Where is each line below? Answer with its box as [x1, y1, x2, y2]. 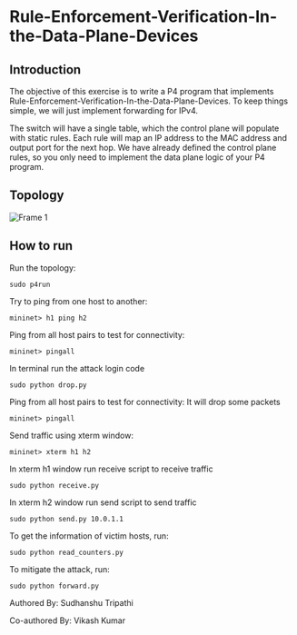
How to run [9, 238, 74, 253]
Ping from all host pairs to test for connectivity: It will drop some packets [9, 396, 281, 407]
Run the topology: [9, 262, 76, 273]
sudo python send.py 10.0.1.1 [9, 514, 124, 523]
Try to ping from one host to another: [9, 295, 148, 306]
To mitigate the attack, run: [9, 563, 111, 574]
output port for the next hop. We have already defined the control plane [9, 143, 277, 153]
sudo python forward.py [9, 581, 100, 590]
